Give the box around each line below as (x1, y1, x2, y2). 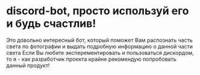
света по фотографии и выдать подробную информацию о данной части (6, 43, 193, 50)
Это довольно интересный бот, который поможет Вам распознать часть (6, 36, 193, 43)
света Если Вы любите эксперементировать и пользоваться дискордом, (6, 49, 194, 56)
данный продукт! (6, 61, 50, 69)
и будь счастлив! (6, 17, 96, 30)
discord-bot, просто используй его (6, 4, 189, 18)
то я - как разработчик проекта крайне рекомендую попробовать (6, 55, 177, 62)
